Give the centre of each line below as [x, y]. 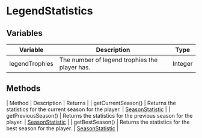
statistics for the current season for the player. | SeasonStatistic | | [88, 109]
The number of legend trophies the [109, 60]
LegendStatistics [50, 11]
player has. [75, 67]
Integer [182, 64]
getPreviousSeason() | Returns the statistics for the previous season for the [99, 115]
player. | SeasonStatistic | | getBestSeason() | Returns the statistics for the [98, 122]
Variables [25, 33]
